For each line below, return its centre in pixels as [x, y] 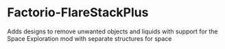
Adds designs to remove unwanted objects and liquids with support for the [113, 31]
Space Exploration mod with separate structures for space [90, 38]
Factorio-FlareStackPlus [78, 13]
